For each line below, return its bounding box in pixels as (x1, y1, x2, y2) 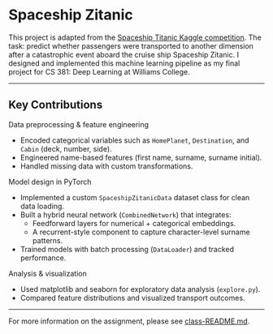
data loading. (19, 201, 65, 211)
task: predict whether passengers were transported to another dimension (8, 41, 254, 50)
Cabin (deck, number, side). (19, 143, 112, 153)
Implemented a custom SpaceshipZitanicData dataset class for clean (19, 192, 250, 202)
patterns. (32, 235, 63, 245)
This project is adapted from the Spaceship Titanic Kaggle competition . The (8, 32, 262, 42)
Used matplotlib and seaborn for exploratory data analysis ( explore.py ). (19, 284, 261, 293)
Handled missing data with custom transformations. (19, 161, 193, 171)
